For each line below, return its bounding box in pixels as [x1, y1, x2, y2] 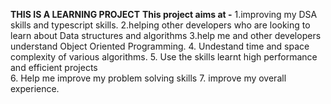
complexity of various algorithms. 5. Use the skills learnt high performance [10, 51, 318, 63]
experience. [10, 83, 60, 94]
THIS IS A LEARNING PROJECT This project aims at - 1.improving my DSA [10, 9, 318, 20]
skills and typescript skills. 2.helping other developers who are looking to [10, 19, 311, 31]
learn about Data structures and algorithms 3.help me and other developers [10, 30, 322, 41]
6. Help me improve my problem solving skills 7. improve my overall [10, 72, 287, 84]
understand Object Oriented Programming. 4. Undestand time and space [10, 40, 310, 52]
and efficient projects [10, 62, 98, 73]
